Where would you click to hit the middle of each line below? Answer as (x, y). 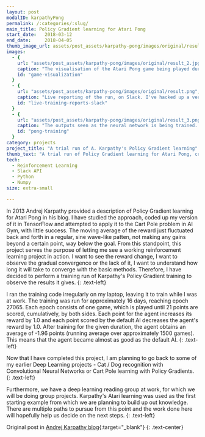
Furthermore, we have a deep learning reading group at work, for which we (101, 389)
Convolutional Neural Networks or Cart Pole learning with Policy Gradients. (100, 371)
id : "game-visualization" (50, 75)
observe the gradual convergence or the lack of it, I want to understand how (102, 263)
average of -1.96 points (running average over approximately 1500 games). (100, 333)
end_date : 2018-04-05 (39, 40)
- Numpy (22, 183)
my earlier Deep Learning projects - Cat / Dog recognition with (85, 364)
